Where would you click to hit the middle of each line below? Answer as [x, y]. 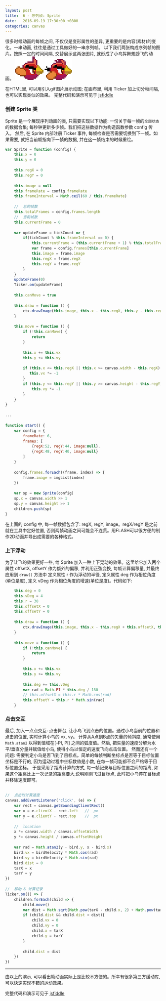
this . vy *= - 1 [46, 389]
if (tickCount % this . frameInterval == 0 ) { [68, 238]
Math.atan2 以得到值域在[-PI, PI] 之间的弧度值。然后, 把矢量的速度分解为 [78, 743]
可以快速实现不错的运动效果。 [35, 983]
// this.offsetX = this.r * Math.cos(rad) [67, 695]
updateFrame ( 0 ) [30, 280]
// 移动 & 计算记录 [24, 889]
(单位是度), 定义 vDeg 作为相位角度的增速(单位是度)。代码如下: [69, 581]
